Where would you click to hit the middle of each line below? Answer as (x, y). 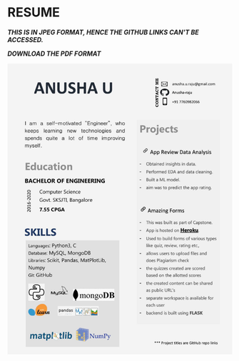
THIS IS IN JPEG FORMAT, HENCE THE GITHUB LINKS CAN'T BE (103, 32)
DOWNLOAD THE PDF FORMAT (54, 54)
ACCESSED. (26, 39)
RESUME (34, 12)
